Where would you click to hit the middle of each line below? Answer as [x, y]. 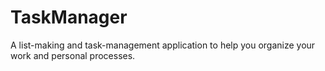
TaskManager [69, 17]
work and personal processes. [73, 55]
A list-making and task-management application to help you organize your [163, 45]
